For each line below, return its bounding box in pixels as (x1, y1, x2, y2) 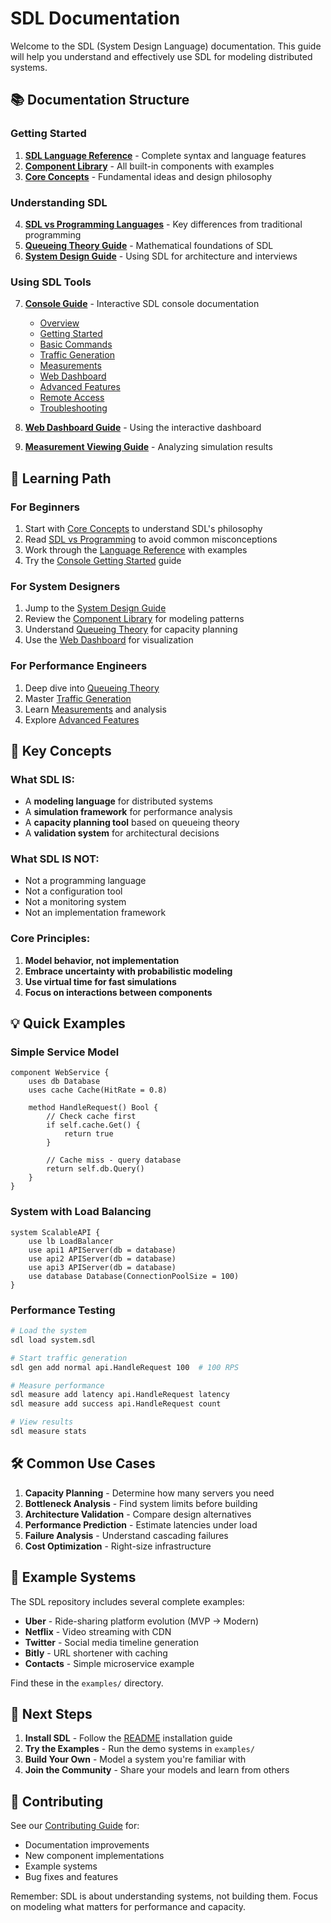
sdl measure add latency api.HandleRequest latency (10, 1390, 230, 1400)
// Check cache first (46, 1112, 137, 1122)
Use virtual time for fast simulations (24, 975, 177, 987)
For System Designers (10, 579, 121, 593)
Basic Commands (39, 338, 113, 351)
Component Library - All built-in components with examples (24, 160, 275, 172)
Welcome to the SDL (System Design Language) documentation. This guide (10, 40, 322, 52)
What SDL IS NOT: (10, 852, 100, 866)
